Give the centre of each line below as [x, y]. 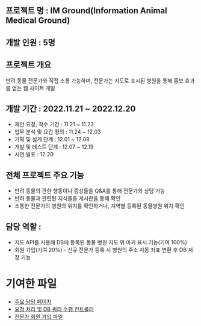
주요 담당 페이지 [33, 301]
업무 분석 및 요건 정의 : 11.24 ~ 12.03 [57, 132]
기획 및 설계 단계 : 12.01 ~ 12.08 [52, 140]
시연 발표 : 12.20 [34, 155]
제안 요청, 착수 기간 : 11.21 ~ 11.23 [54, 125]
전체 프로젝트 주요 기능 [45, 175]
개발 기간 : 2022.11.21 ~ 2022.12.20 [71, 109]
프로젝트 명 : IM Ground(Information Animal [86, 11]
